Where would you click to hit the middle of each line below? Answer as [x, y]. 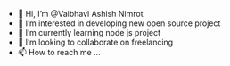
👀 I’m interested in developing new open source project [119, 23]
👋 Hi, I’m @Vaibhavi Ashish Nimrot [80, 14]
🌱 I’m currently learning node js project [89, 33]
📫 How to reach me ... [59, 52]
